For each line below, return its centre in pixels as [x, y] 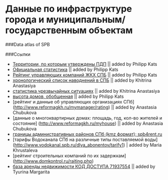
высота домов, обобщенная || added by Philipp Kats [68, 96]
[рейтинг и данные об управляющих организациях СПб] [73, 101]
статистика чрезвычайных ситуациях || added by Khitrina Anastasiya [86, 91]
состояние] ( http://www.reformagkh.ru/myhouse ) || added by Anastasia [88, 123]
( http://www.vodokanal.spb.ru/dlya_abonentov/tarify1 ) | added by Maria [87, 145]
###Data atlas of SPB [28, 44]
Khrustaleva [25, 150]
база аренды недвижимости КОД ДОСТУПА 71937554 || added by [84, 166]
